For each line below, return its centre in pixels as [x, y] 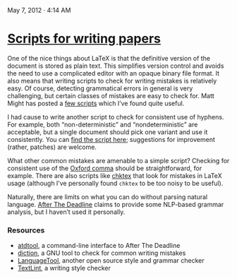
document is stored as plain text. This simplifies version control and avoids [116, 66]
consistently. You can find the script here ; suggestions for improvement [111, 139]
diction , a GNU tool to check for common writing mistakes [102, 253]
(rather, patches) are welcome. [52, 147]
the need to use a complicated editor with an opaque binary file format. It [114, 73]
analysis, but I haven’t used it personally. [66, 212]
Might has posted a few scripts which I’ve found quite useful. [96, 103]
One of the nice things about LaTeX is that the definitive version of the [109, 58]
